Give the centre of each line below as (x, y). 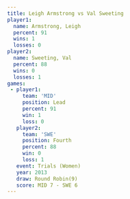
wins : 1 (24, 39)
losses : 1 (27, 77)
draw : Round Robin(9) (47, 178)
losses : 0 (27, 45)
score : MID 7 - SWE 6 (47, 185)
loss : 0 (33, 121)
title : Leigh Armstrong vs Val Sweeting (66, 13)
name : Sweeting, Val (42, 58)
